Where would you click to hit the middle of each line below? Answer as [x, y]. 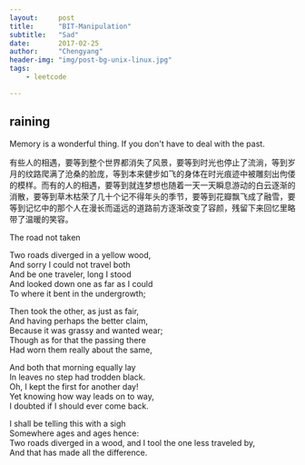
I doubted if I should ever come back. [79, 406]
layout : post [42, 18]
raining [30, 122]
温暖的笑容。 [49, 219]
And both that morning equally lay [73, 367]
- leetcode [46, 77]
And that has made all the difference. [79, 452]
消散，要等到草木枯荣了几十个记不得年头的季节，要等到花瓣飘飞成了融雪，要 [152, 196]
